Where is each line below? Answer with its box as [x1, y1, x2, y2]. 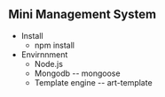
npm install [34, 40, 75, 50]
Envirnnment [20, 48, 68, 60]
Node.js [34, 58, 64, 69]
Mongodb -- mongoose [34, 68, 121, 78]
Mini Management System [8, 7, 157, 22]
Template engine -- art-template [34, 77, 153, 87]
